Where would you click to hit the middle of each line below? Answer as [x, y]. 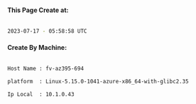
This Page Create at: [38, 10]
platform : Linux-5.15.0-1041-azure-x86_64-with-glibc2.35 [98, 82]
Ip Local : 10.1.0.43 [41, 95]
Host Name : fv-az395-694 [45, 69]
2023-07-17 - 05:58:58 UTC [47, 31]
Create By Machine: [37, 47]
